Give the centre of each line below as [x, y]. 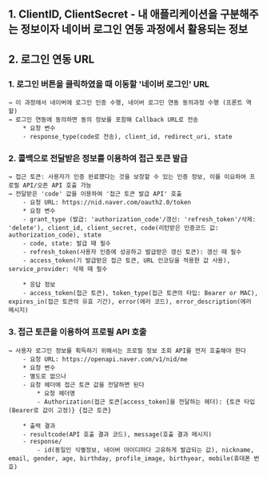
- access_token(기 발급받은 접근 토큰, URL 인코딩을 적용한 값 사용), [127, 261]
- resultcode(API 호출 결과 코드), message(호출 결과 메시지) [118, 434]
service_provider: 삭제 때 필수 [58, 269]
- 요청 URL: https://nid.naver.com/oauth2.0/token [107, 203]
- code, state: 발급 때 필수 [67, 244]
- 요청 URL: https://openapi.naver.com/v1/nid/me [105, 359]
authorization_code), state [55, 235]
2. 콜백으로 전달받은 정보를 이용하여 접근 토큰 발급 [98, 158]
